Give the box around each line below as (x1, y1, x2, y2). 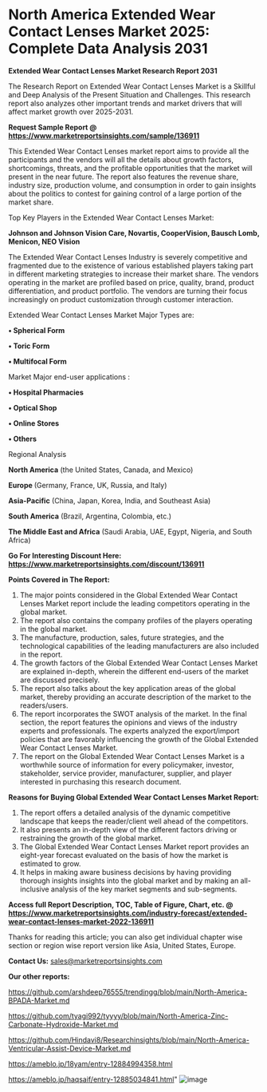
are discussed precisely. (19, 675, 100, 685)
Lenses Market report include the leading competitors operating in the (19, 598, 250, 608)
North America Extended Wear (8, 6, 216, 24)
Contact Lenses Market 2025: (8, 22, 210, 41)
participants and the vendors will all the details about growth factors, (8, 154, 234, 165)
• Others (8, 434, 37, 443)
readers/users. (19, 701, 69, 710)
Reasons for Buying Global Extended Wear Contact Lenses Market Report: (8, 792, 259, 802)
